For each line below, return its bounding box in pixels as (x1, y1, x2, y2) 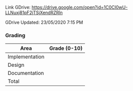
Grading (5, 32, 26, 39)
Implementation (8, 53, 45, 60)
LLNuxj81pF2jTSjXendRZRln (5, 10, 63, 16)
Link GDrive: (5, 5, 31, 10)
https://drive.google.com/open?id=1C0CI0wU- (32, 5, 128, 10)
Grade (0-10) (49, 45, 83, 52)
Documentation (8, 70, 44, 77)
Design (8, 61, 25, 68)
